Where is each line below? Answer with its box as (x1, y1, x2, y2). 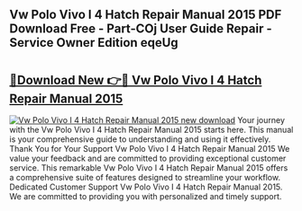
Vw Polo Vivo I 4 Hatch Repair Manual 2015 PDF (9, 7, 282, 22)
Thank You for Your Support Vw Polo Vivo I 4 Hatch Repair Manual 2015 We (9, 144, 290, 154)
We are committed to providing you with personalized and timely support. (9, 191, 282, 201)
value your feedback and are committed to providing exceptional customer (9, 153, 287, 163)
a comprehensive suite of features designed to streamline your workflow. (9, 172, 281, 182)
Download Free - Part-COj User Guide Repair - (9, 22, 272, 37)
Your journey (237, 115, 286, 125)
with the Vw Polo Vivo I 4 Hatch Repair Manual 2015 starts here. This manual (9, 125, 294, 135)
